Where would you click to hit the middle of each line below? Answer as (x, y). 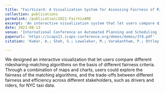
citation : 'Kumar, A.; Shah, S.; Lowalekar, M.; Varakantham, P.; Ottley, (83, 41)
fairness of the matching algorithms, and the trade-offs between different (79, 75)
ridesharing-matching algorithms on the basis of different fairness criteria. (80, 64)
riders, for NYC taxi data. (30, 85)
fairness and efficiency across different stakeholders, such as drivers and (80, 80)
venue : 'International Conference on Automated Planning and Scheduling (81, 32)
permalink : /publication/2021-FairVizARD (48, 19)
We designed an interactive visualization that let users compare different (78, 59)
